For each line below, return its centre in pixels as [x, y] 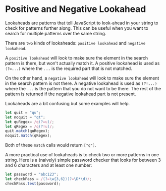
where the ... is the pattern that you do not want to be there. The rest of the [83, 88]
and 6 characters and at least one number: [49, 165]
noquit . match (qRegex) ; [28, 136]
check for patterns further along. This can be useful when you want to [77, 28]
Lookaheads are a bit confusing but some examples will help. [68, 103]
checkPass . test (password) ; [33, 184]
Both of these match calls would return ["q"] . [51, 145]
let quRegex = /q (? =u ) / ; [30, 122]
